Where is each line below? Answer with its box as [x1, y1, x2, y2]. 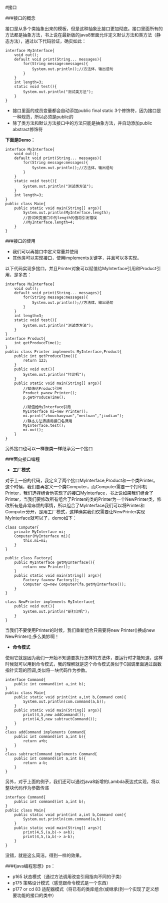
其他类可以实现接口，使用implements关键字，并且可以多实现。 [12, 255, 142, 261]
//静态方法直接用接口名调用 [23, 419, 72, 424]
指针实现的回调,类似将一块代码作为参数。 [5, 667, 90, 673]
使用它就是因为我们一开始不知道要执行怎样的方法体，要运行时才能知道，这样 [5, 655, 163, 660]
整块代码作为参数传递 [5, 785, 49, 790]
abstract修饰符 [12, 127, 43, 132]
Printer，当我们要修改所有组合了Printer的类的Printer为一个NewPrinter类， [5, 496, 157, 502]
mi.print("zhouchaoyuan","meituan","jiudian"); [23, 413, 124, 418]
